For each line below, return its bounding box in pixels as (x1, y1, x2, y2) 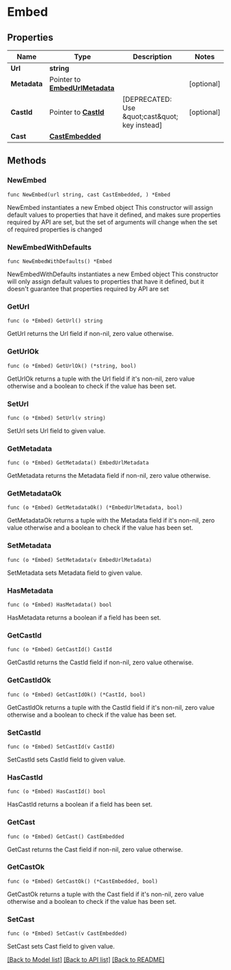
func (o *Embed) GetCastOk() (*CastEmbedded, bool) (7, 878, 158, 885)
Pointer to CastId (49, 107, 104, 117)
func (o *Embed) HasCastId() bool (7, 788, 107, 795)
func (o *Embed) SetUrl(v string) (7, 414, 107, 421)
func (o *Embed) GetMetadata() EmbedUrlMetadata (7, 459, 149, 467)
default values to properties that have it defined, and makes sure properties (7, 211, 221, 219)
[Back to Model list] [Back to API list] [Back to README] (7, 956, 165, 964)
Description (133, 52, 172, 61)
